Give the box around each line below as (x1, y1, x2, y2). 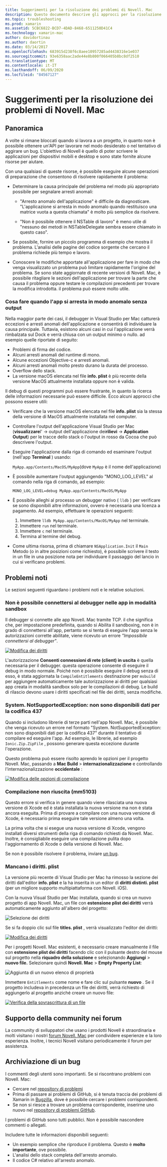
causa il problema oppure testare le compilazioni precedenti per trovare (12, 280, 160, 286)
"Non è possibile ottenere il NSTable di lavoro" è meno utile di (19, 218, 147, 225)
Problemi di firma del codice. (12, 346, 72, 352)
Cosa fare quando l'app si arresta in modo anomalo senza (5, 298, 148, 305)
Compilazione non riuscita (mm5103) (5, 788, 97, 795)
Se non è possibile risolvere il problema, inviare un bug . (5, 851, 119, 857)
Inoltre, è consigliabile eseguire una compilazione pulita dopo (5, 836, 131, 842)
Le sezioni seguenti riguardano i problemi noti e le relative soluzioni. (5, 586, 145, 592)
